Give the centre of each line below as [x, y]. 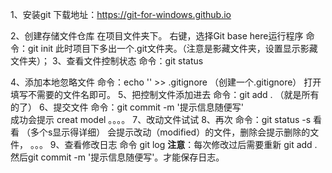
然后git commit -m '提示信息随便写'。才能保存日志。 [117, 157]
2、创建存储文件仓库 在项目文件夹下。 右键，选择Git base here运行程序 [157, 36]
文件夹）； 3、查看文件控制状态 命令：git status [107, 61]
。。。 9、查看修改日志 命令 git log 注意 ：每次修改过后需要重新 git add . [173, 144]
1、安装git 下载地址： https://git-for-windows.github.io [121, 14]
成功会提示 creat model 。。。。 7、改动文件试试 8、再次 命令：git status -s [161, 119]
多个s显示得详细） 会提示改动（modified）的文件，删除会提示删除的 [170, 132]
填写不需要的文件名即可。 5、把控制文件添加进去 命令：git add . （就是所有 [165, 94]
